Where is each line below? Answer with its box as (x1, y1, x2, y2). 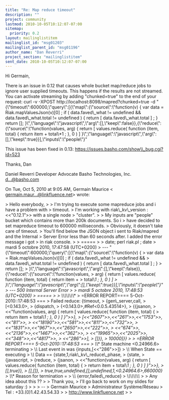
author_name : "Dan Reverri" (5, 49, 65, 55)
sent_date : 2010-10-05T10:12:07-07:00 (5, 59, 87, 64)
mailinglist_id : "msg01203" (5, 40, 65, 45)
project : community (5, 17, 46, 22)
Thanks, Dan (5, 161, 32, 167)
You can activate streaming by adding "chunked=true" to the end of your (5, 93, 156, 99)
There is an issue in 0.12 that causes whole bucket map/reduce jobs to (5, 83, 151, 89)
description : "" (5, 12, 39, 17)
